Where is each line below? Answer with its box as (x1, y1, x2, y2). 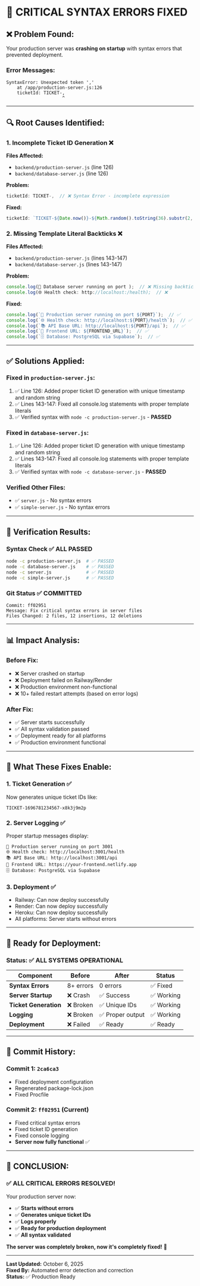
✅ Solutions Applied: (6, 356, 85, 366)
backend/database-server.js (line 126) (14, 170, 109, 177)
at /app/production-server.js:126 (17, 85, 102, 91)
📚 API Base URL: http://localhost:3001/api (6, 855, 118, 861)
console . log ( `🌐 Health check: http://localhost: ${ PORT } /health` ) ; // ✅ (6, 317, 192, 323)
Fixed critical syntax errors (14, 1119, 80, 1126)
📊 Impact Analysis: (6, 636, 80, 646)
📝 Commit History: (6, 1047, 76, 1057)
